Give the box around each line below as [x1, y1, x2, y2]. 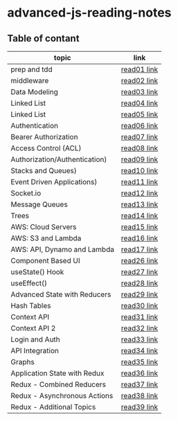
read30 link [121, 301, 159, 310]
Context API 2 [10, 323, 56, 333]
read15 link [121, 222, 159, 231]
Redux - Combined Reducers [10, 379, 106, 389]
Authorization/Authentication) [10, 154, 107, 164]
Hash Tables [10, 301, 51, 310]
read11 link [121, 177, 159, 186]
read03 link [121, 87, 159, 96]
